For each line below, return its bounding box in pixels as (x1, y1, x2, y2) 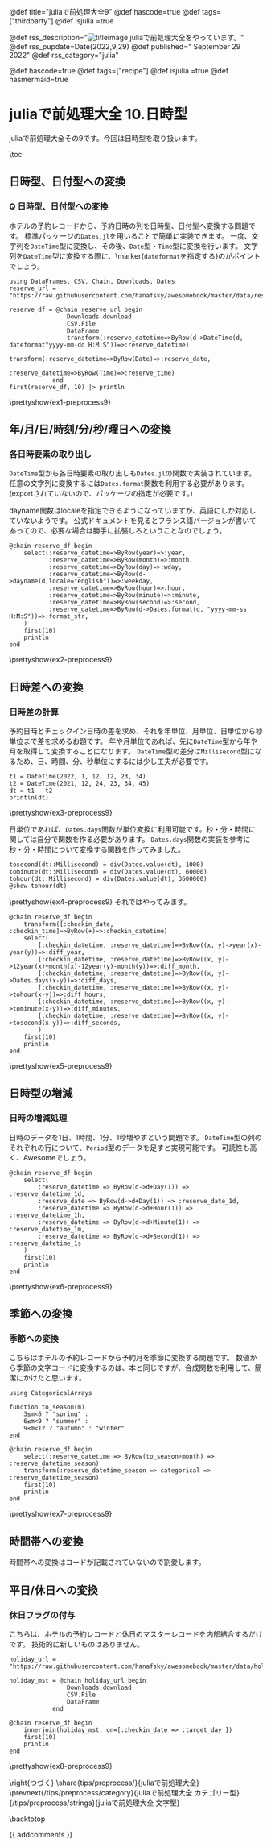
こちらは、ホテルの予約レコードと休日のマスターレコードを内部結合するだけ (9, 1629, 263, 1638)
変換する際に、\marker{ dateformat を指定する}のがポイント (66, 251, 261, 260)
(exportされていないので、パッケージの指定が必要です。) (9, 488, 194, 498)
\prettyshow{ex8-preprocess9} (9, 1761, 113, 1770)
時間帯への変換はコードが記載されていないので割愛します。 (9, 1558, 206, 1567)
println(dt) (9, 794, 49, 802)
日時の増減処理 (9, 1113, 68, 1124)
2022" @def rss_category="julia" (9, 51, 119, 60)
